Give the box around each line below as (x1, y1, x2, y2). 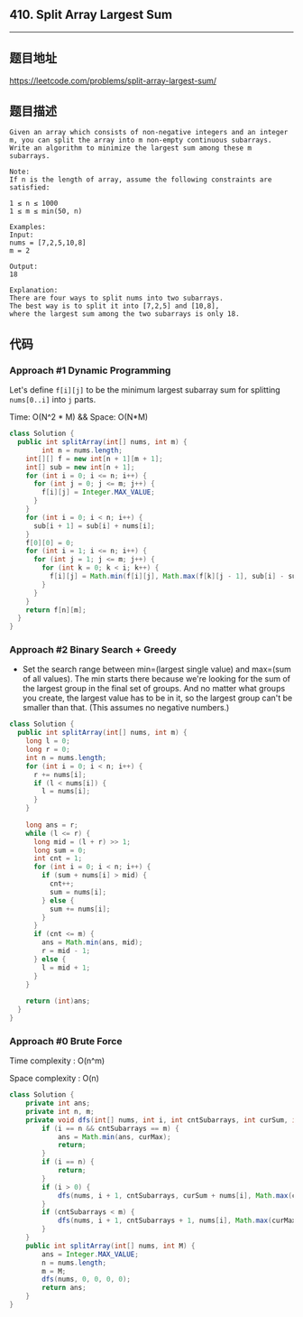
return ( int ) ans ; (25, 997, 91, 1006)
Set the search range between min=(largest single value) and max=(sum (22, 663, 291, 675)
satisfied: (9, 183, 50, 192)
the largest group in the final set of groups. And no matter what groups (22, 683, 286, 694)
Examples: (9, 223, 47, 232)
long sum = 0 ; (32, 846, 87, 855)
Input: (9, 230, 34, 240)
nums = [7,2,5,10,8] (9, 238, 87, 247)
